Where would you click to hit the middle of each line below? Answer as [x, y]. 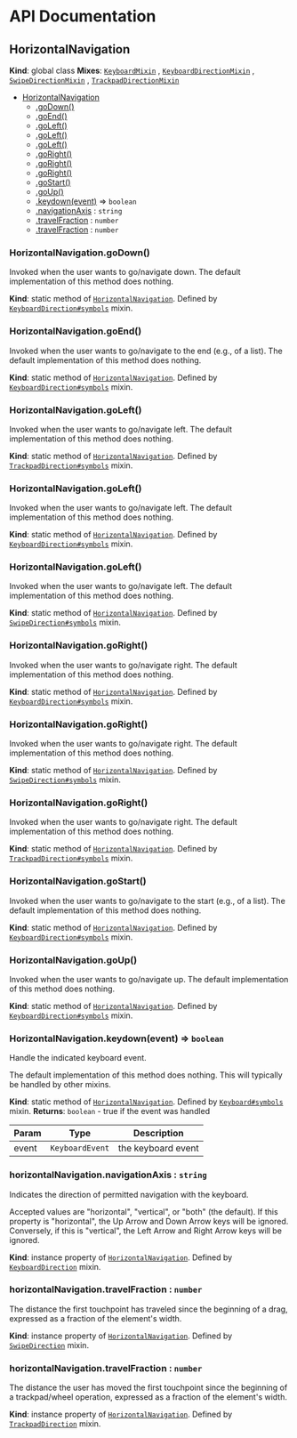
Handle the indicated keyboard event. [78, 1058]
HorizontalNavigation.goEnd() [76, 331]
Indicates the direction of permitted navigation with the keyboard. [129, 1194]
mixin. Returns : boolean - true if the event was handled [110, 1111]
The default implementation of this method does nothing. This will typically [146, 1075]
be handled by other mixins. [60, 1085]
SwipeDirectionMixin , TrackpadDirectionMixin [94, 80]
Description [158, 1134]
